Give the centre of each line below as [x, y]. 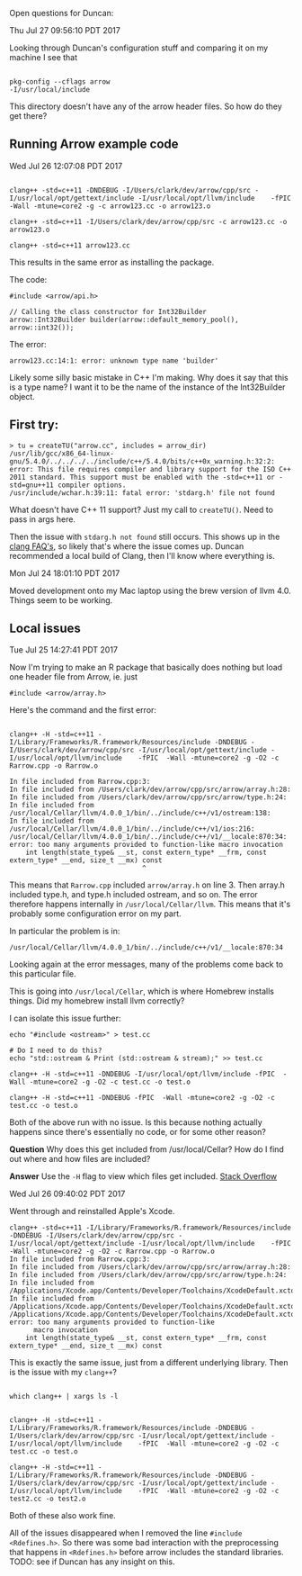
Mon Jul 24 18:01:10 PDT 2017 [65, 573]
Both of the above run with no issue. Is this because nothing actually [136, 1122]
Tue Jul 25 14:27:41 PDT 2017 [64, 650]
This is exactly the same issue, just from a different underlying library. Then [149, 1363]
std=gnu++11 [31, 485]
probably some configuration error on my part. [95, 914]
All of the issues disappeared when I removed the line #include [126, 1533]
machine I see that [44, 57]
